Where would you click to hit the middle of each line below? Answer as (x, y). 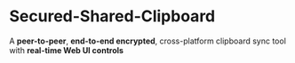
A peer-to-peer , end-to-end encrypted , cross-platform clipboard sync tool (148, 41)
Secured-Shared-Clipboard (112, 16)
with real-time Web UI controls (67, 50)
